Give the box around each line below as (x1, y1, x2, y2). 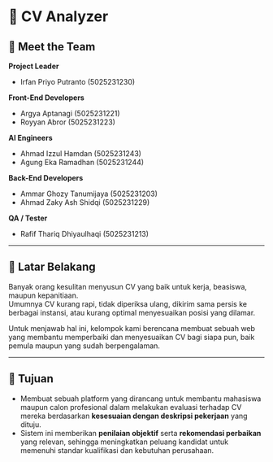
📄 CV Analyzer (8, 7, 109, 26)
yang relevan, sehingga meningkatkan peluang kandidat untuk (19, 437, 229, 447)
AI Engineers (8, 133, 53, 142)
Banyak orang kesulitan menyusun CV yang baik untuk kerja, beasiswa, (8, 281, 248, 291)
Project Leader (8, 61, 59, 71)
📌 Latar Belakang (8, 260, 96, 274)
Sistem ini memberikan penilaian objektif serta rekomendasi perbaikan (19, 428, 262, 438)
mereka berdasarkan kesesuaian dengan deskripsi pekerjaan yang (19, 411, 248, 421)
